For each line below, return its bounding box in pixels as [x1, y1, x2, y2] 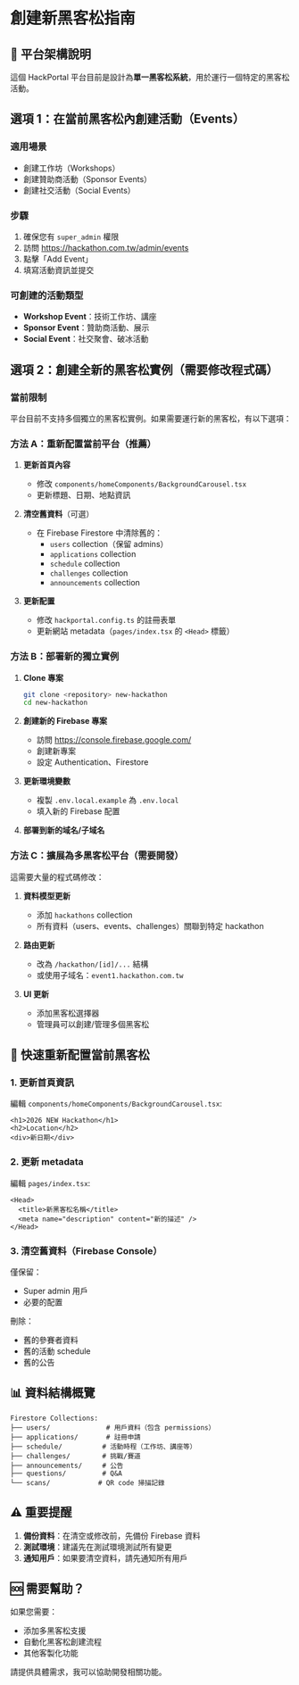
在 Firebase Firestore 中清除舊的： [36, 527, 163, 538]
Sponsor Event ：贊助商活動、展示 [22, 322, 150, 333]
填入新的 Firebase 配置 [36, 806, 120, 817]
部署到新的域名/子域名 [22, 825, 105, 835]
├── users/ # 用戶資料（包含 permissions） [10, 1423, 216, 1432]
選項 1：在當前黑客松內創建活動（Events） [10, 112, 245, 127]
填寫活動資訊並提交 [22, 264, 95, 275]
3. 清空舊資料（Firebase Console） [10, 1244, 163, 1257]
